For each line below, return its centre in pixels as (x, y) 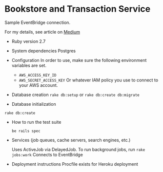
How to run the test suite (36, 122)
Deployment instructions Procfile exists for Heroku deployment (75, 164)
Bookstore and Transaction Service (78, 9)
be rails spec (26, 131)
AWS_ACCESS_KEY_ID (38, 75)
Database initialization (34, 104)
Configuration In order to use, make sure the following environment (79, 60)
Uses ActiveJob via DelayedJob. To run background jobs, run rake (78, 149)
